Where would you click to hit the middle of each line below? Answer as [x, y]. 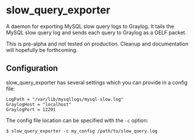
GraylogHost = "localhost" [39, 104]
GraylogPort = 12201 [31, 109]
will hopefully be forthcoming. [42, 50]
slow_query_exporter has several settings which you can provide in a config [97, 82]
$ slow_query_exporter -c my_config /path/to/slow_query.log [82, 131]
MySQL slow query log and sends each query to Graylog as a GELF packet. [96, 32]
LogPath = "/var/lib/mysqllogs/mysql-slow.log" [65, 99]
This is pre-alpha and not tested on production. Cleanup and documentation [97, 44]
